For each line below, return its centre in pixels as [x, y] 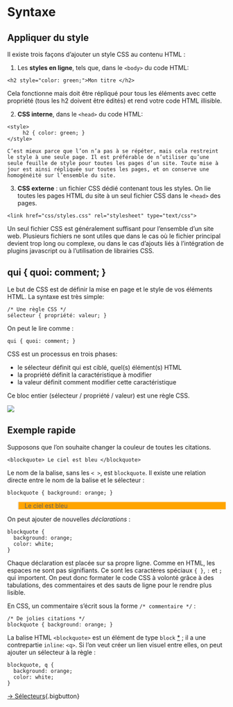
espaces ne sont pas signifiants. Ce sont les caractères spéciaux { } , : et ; [115, 570]
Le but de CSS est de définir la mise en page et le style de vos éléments [110, 289]
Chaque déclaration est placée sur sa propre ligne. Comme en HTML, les [111, 563]
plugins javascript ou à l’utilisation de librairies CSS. [81, 251]
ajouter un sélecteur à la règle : [51, 652]
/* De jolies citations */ [46, 618]
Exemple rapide [42, 431]
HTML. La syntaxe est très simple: [56, 296]
